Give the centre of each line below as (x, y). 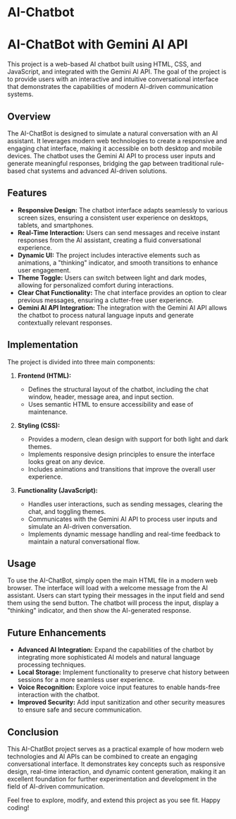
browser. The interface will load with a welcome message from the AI (107, 588)
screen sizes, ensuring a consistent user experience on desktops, (113, 217)
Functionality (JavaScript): (57, 490)
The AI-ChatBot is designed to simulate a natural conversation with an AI (113, 133)
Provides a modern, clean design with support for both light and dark (128, 439)
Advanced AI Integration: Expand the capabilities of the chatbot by (115, 650)
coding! (18, 808)
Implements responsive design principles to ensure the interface (122, 454)
